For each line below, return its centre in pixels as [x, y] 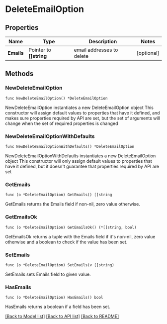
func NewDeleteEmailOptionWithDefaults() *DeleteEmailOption [70, 146]
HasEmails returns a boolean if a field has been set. [58, 307]
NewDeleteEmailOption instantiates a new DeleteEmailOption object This [80, 108]
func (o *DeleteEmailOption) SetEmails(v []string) [60, 265]
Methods [19, 74]
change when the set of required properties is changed [62, 123]
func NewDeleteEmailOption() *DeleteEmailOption [56, 98]
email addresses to [96, 50]
